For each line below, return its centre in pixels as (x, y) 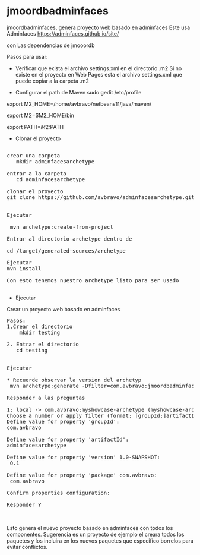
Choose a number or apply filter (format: (69, 415)
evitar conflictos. (27, 547)
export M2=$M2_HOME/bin (41, 115)
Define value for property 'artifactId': (68, 439)
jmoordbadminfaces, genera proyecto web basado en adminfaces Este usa (99, 27)
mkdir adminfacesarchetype (55, 161)
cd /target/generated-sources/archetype (66, 250)
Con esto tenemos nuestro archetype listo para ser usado (93, 280)
